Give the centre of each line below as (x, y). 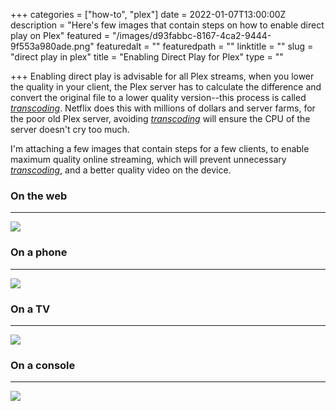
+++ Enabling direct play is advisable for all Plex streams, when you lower (162, 76)
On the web (39, 196)
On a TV (30, 309)
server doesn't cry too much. (70, 129)
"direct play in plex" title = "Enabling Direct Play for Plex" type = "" (147, 57)
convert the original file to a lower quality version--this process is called (158, 97)
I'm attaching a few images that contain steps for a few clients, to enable (160, 148)
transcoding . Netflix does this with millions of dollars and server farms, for (163, 108)
